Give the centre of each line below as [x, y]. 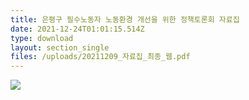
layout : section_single [60, 47]
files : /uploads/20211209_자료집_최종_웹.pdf [100, 57]
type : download [42, 38]
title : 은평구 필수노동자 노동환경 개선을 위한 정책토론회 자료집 [125, 19]
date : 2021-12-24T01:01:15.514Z [77, 29]
